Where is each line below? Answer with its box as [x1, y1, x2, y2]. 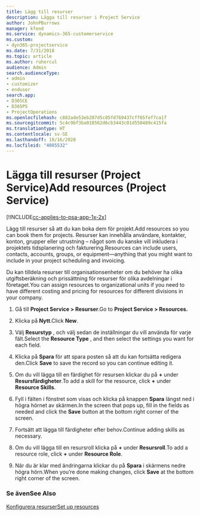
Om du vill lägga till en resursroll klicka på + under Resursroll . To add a [14, 444, 188, 451]
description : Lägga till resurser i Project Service [6, 14, 140, 20]
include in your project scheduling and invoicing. [6, 257, 126, 264]
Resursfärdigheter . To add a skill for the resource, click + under [14, 377, 171, 384]
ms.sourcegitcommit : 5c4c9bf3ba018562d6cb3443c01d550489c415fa [6, 120, 167, 126]
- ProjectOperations [6, 109, 58, 115]
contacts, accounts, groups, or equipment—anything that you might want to [6, 250, 193, 257]
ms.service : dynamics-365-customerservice [6, 31, 113, 37]
